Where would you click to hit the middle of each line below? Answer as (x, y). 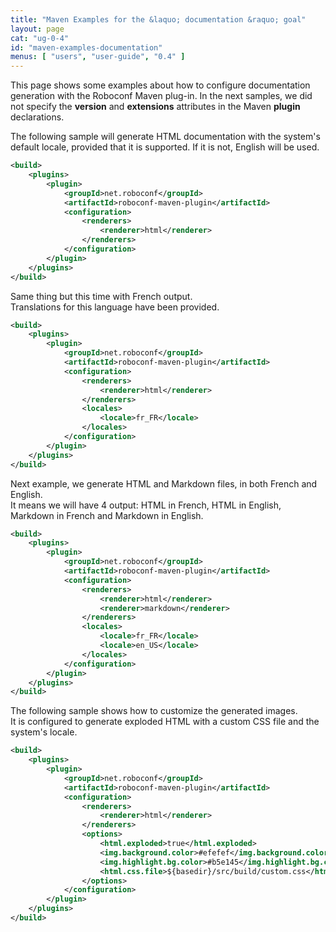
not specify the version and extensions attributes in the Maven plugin (155, 107)
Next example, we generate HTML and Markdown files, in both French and (164, 483)
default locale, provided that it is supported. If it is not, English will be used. (165, 147)
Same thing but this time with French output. (101, 296)
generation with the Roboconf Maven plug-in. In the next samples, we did (161, 96)
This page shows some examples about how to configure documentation (160, 85)
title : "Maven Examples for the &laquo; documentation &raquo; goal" (158, 19)
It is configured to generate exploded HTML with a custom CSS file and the (165, 722)
